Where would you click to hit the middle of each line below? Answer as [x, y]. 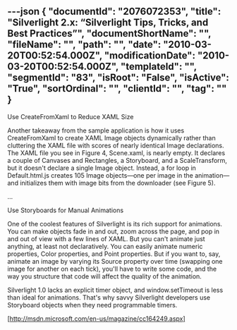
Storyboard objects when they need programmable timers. [92, 305]
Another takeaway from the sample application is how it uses [96, 130]
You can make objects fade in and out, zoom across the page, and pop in [114, 231]
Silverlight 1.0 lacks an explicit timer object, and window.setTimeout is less [115, 290]
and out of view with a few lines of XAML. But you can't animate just [107, 238]
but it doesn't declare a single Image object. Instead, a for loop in [102, 168]
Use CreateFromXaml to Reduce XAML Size [71, 116]
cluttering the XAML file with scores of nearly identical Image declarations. [116, 145]
